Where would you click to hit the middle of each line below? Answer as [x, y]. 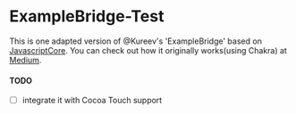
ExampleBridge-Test [87, 16]
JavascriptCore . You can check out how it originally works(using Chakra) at [148, 50]
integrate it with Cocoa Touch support [92, 101]
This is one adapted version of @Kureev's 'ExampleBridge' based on [135, 41]
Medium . [25, 60]
